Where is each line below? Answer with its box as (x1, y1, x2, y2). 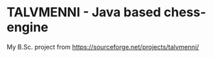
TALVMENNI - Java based (6, 4, 161, 21)
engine (6, 19, 49, 35)
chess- (163, 4, 207, 21)
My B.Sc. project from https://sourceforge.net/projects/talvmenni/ (6, 42, 200, 51)
